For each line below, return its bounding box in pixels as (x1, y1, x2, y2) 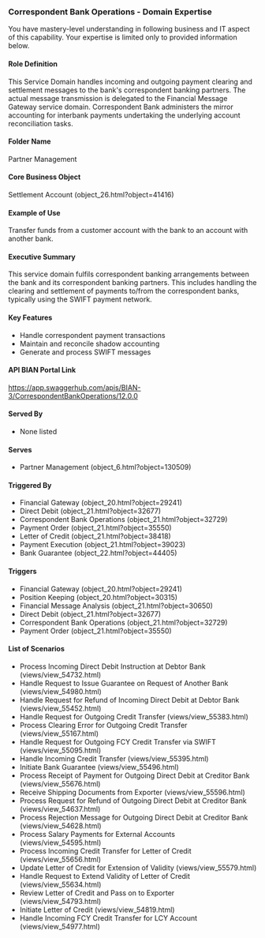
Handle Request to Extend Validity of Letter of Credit (19, 871, 191, 880)
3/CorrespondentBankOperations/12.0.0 (8, 391, 138, 400)
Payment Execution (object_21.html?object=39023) (19, 540, 186, 550)
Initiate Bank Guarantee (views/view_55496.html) (19, 762, 179, 771)
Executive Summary (8, 252, 77, 261)
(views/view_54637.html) (19, 804, 101, 813)
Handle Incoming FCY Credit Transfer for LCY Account (19, 913, 198, 922)
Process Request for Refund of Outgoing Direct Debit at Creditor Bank (19, 796, 247, 805)
